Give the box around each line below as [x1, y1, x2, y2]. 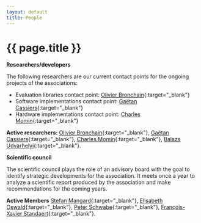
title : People [6, 15, 43, 21]
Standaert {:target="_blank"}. [23, 210, 96, 218]
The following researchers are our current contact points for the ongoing [6, 73, 189, 80]
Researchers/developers [6, 61, 71, 68]
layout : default [6, 9, 48, 15]
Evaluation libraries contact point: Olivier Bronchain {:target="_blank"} [15, 91, 191, 98]
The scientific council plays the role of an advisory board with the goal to [6, 166, 191, 173]
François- [161, 203, 185, 211]
